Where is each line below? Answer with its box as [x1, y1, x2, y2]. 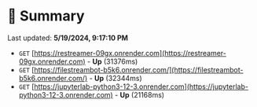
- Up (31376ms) [86, 57, 138, 66]
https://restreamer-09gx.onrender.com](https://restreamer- [34, 48, 227, 57]
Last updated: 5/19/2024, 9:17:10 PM [7, 33, 129, 42]
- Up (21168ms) [114, 90, 165, 99]
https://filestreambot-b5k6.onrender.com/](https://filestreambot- [34, 65, 244, 74]
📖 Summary [7, 7, 85, 25]
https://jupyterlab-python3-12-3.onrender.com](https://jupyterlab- [34, 82, 249, 91]
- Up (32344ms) [89, 73, 142, 83]
